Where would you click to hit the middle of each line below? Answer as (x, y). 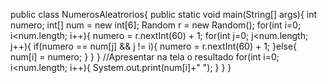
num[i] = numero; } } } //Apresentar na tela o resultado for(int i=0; (145, 57)
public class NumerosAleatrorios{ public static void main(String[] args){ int (164, 14)
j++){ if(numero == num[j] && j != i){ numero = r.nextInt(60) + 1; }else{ (154, 46)
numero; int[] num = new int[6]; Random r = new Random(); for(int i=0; (156, 25)
